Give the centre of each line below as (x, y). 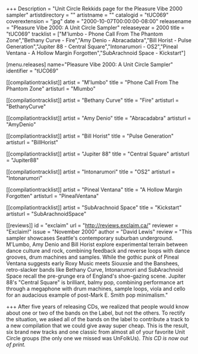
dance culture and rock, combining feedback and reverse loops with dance (98, 251)
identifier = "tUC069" (32, 71)
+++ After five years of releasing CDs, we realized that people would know (98, 307)
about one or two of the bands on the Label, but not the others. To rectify (96, 313)
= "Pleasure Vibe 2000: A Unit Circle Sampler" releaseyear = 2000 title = (95, 27)
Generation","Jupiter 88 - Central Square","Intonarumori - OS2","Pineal (92, 46)
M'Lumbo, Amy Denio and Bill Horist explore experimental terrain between (97, 244)
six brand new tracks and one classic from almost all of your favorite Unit (96, 332)
